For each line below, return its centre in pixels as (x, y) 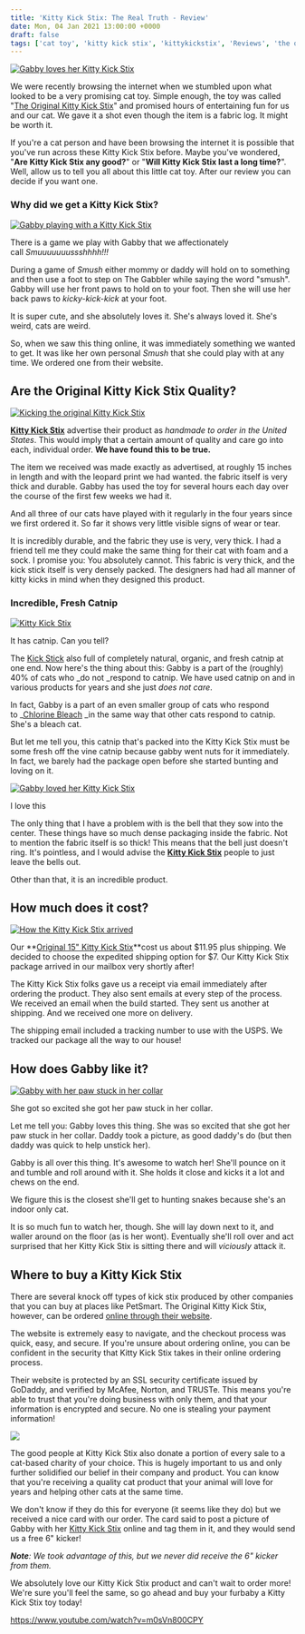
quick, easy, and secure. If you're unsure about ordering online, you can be (150, 1344)
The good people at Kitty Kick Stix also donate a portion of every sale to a (148, 1453)
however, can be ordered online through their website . (111, 1316)
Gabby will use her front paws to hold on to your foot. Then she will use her (151, 289)
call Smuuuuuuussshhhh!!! (60, 251)
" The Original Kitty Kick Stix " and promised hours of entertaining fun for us (150, 106)
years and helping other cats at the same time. (97, 1492)
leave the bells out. (46, 861)
